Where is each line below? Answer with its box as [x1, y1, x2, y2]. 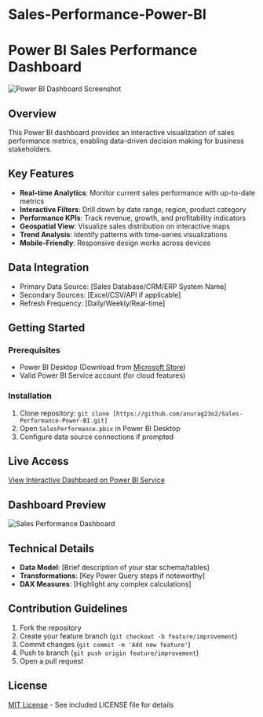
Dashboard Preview [8, 498, 107, 511]
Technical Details [8, 542, 95, 555]
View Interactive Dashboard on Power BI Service [8, 475, 166, 485]
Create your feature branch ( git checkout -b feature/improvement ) [19, 631, 238, 641]
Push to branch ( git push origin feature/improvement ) [19, 648, 199, 657]
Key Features [8, 167, 75, 181]
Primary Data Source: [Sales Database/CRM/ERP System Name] [19, 281, 227, 291]
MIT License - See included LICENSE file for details [8, 700, 174, 709]
